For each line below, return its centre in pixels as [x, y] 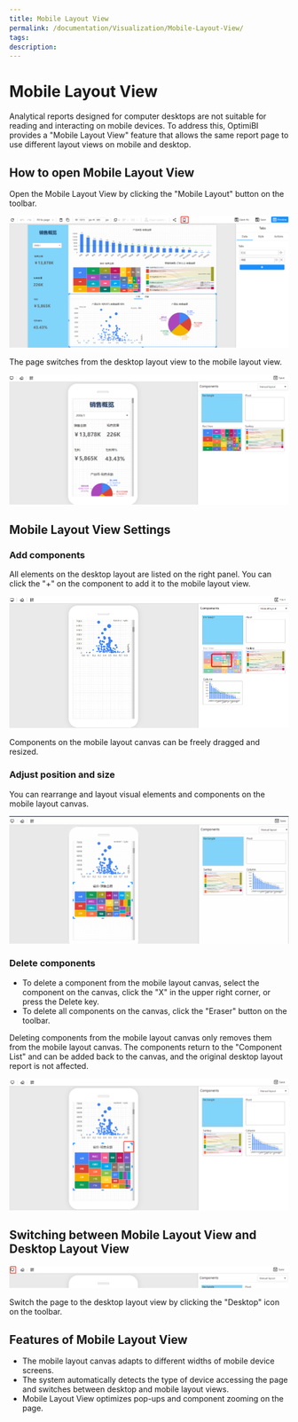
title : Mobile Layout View [59, 19]
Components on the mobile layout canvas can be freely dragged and [134, 742]
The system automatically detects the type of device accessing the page [155, 1380]
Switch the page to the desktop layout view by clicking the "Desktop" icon [145, 1302]
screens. [38, 1371]
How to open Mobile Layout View [102, 173]
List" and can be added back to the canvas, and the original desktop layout [146, 1057]
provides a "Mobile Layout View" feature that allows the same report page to [149, 135]
